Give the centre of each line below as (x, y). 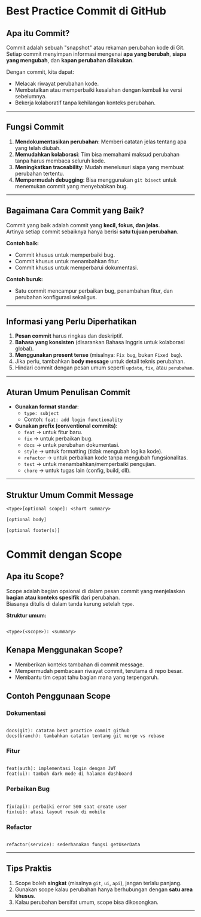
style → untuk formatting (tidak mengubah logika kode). (93, 452)
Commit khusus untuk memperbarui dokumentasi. (77, 267)
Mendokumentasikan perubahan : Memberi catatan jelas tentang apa (100, 142)
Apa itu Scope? (35, 577)
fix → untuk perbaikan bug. (58, 438)
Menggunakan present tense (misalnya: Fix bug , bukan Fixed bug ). (98, 355)
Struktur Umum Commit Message (70, 495)
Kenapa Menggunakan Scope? (65, 650)
